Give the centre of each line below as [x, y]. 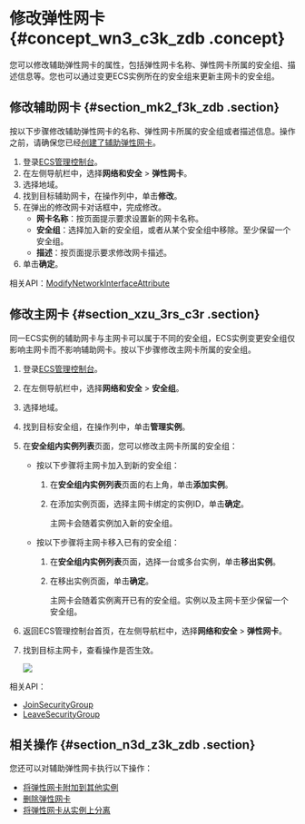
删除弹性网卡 [46, 799]
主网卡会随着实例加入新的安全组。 [113, 523]
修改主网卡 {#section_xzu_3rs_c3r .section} [135, 314]
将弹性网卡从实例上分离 [66, 810]
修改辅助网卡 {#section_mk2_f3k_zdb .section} [144, 108]
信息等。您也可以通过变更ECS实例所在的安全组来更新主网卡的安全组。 [148, 76]
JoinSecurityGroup [58, 704]
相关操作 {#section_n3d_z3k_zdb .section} [133, 745]
